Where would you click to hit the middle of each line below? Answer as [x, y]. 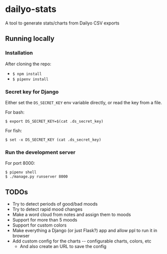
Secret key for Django [32, 92]
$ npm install [27, 74]
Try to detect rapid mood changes [47, 209]
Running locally [30, 39]
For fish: [14, 130]
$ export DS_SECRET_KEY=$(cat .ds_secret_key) [54, 121]
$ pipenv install [30, 79]
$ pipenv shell [21, 172]
